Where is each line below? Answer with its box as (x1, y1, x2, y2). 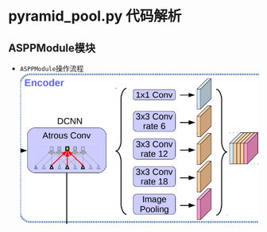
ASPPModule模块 (8, 41, 96, 55)
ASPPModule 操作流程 (19, 64, 84, 73)
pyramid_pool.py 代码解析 (8, 7, 182, 25)
